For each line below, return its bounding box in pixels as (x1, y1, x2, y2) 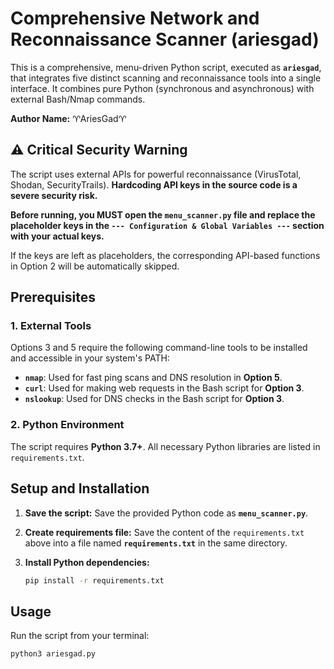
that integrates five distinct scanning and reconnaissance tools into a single (10, 72, 322, 84)
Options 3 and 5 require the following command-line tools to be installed (10, 342, 308, 354)
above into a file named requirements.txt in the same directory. (24, 537, 288, 549)
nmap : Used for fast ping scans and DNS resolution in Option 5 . (24, 372, 283, 384)
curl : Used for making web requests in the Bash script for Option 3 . (24, 382, 305, 394)
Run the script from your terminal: (10, 630, 150, 642)
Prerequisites (10, 289, 96, 306)
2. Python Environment (10, 418, 125, 432)
